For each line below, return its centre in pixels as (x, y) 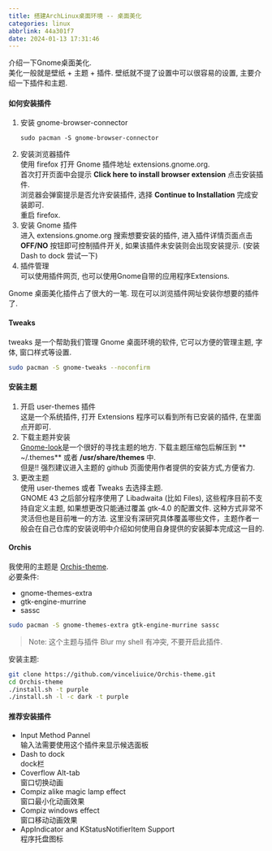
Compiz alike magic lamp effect (73, 791)
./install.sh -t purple (49, 689)
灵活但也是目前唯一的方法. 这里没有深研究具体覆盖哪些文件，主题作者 (136, 518)
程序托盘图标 (41, 839)
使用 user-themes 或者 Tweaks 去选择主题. (92, 488)
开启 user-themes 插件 (58, 406)
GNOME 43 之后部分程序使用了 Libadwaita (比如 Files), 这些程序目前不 (138, 497)
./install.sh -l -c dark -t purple (69, 697)
